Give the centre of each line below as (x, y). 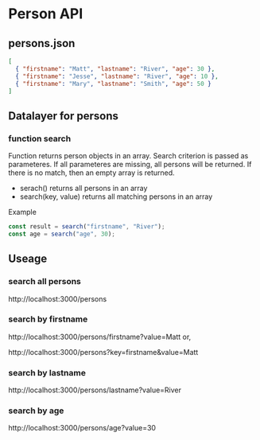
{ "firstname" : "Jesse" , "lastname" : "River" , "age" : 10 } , (117, 76)
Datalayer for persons (64, 116)
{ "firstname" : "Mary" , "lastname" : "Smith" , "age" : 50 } (114, 84)
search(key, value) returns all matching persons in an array (116, 197)
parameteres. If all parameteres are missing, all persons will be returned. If (130, 165)
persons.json (42, 43)
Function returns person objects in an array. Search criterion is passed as (128, 156)
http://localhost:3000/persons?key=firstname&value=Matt (103, 352)
